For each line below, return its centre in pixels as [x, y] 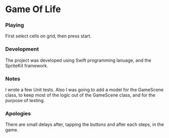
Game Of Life [33, 9]
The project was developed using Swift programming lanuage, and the [78, 60]
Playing [15, 25]
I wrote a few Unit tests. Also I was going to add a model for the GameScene [84, 90]
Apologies [18, 113]
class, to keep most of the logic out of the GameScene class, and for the [80, 95]
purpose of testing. [25, 101]
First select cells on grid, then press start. [48, 36]
